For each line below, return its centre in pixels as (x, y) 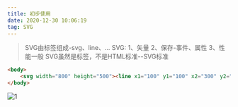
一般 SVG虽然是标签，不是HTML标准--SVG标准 (100, 56)
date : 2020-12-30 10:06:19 (47, 20)
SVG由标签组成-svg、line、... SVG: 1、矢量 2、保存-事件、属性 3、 (122, 48)
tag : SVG (20, 27)
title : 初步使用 (29, 14)
